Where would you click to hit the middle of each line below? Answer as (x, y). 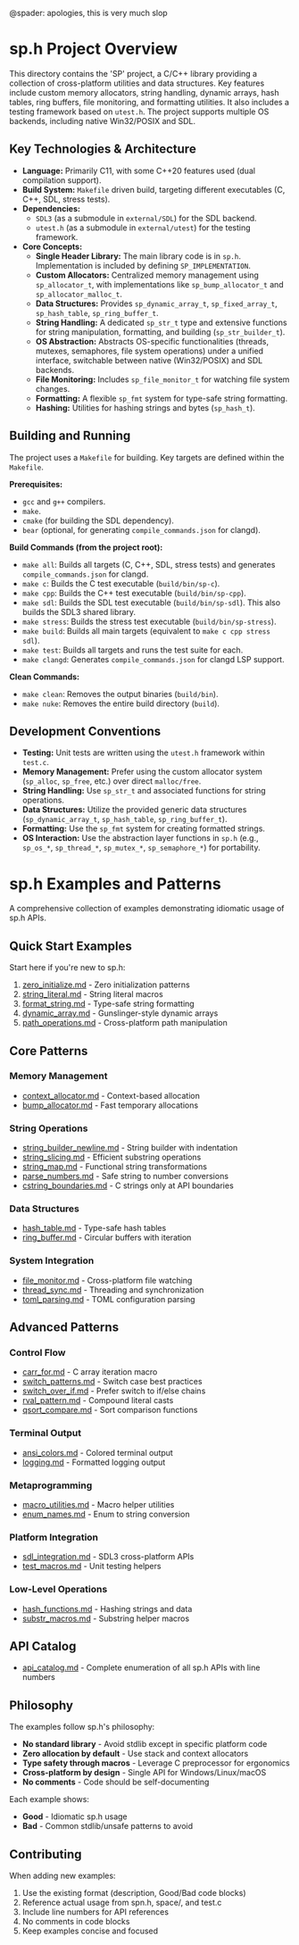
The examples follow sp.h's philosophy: (82, 1727)
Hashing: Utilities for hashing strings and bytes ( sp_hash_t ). (145, 407)
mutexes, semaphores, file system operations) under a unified (149, 351)
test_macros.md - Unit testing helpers (91, 1567)
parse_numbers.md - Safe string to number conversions (125, 1176)
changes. (53, 388)
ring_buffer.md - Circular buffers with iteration (107, 1238)
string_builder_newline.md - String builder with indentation (130, 1148)
